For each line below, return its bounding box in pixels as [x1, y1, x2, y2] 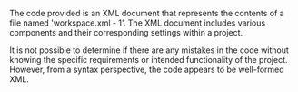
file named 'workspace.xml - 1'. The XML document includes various [9, 17, 266, 28]
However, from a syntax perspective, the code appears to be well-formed [9, 64, 284, 75]
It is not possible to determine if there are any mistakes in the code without [9, 45, 289, 56]
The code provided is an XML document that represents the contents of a [9, 8, 284, 18]
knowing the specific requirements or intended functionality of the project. [9, 55, 288, 65]
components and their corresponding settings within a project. [9, 27, 243, 37]
